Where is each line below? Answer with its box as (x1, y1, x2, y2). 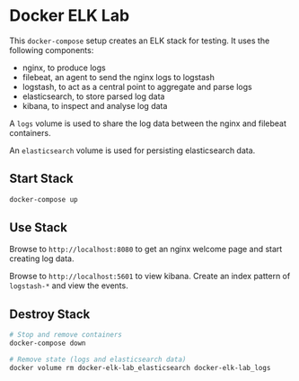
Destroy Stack (9, 306, 91, 322)
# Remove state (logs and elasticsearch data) (9, 355, 187, 364)
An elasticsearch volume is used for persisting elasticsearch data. (9, 145, 256, 156)
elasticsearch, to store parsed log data (22, 91, 165, 102)
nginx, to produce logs (22, 62, 106, 73)
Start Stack (9, 171, 74, 186)
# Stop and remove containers (9, 331, 123, 340)
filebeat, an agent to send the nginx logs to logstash (22, 71, 215, 82)
